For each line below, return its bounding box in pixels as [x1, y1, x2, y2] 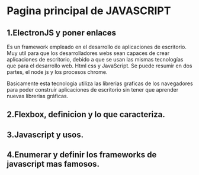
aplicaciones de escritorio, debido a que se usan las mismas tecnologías [7, 56, 184, 63]
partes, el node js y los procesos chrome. [7, 69, 108, 75]
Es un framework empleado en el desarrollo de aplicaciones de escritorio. [7, 43, 187, 50]
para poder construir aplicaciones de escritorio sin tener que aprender [7, 86, 179, 93]
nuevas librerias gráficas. [7, 93, 69, 99]
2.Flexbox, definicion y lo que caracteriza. [7, 109, 165, 119]
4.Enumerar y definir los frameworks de [7, 150, 157, 160]
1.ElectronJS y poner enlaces [7, 28, 116, 38]
